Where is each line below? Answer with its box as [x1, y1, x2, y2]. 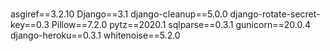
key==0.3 [10, 19, 50, 31]
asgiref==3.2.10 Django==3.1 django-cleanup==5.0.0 [10, 8, 228, 20]
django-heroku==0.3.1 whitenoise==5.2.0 [10, 29, 181, 42]
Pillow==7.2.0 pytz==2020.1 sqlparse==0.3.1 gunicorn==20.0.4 [51, 19, 311, 31]
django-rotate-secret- [229, 8, 321, 20]
